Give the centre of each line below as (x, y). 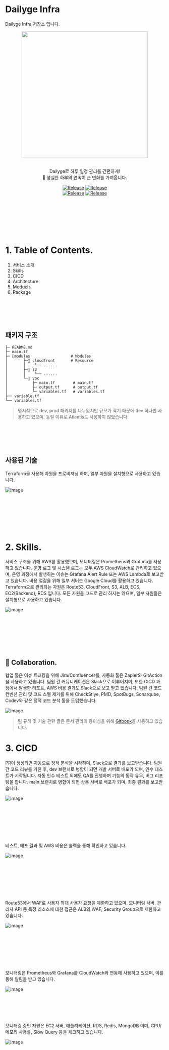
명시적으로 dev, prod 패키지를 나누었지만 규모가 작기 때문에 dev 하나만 (87, 410)
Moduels (22, 287)
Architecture (25, 281)
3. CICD (21, 748)
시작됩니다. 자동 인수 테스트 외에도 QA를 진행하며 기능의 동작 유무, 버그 (84, 775)
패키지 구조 (21, 335)
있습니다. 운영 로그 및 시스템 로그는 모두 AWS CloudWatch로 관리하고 (83, 568)
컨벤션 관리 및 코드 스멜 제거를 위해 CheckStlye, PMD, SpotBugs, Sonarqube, (83, 694)
